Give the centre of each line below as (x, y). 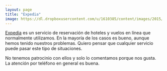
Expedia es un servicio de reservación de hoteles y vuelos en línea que (78, 33)
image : (12, 19)
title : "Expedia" (23, 14)
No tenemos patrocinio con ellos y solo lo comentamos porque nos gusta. (81, 58)
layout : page (19, 10)
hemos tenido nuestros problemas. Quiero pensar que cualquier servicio (79, 43)
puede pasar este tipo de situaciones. (44, 49)
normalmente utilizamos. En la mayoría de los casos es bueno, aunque (77, 38)
